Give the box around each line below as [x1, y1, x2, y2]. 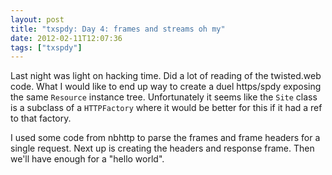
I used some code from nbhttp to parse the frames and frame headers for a [10, 132, 321, 144]
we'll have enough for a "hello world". [10, 153, 165, 165]
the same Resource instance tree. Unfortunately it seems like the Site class [10, 91, 318, 103]
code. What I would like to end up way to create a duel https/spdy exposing [10, 81, 322, 93]
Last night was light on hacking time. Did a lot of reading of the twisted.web [10, 70, 322, 82]
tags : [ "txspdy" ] [10, 42, 83, 53]
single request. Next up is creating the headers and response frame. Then [10, 142, 315, 155]
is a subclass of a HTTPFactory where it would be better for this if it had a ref [10, 102, 323, 114]
